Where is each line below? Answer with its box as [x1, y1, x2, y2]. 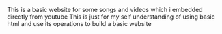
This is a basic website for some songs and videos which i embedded [7, 6, 203, 13]
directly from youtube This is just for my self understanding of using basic [7, 13, 215, 21]
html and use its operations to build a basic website [7, 20, 152, 27]
